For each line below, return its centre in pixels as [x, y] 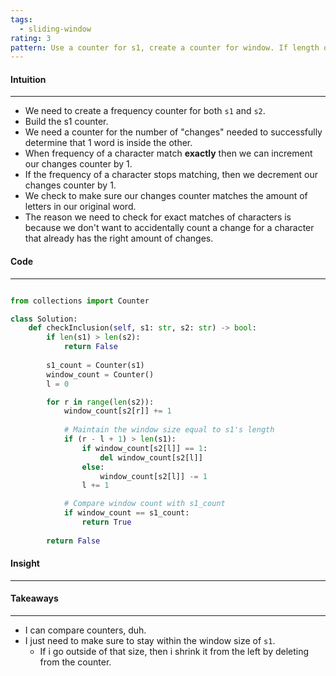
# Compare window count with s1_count [144, 504]
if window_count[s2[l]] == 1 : [144, 448]
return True [106, 522]
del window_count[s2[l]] [151, 457]
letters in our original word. [80, 207]
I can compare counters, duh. [85, 630]
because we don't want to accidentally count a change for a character [169, 228]
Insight [25, 563]
